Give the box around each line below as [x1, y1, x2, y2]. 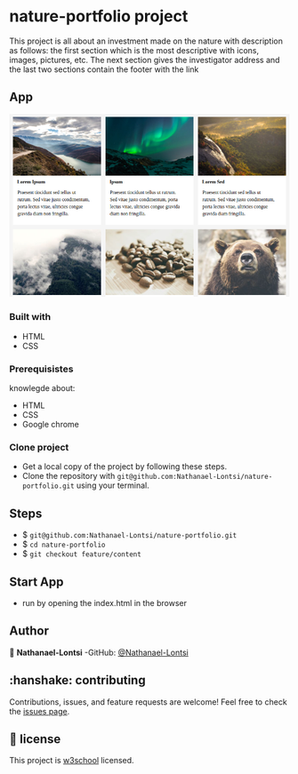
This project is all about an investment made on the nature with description [9, 36, 283, 46]
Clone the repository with [21, 471, 116, 482]
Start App [9, 574, 64, 589]
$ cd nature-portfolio [21, 539, 106, 550]
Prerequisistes [9, 363, 74, 375]
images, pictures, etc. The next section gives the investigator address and [9, 54, 280, 65]
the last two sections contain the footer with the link [9, 64, 199, 75]
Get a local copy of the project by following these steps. [21, 461, 228, 472]
